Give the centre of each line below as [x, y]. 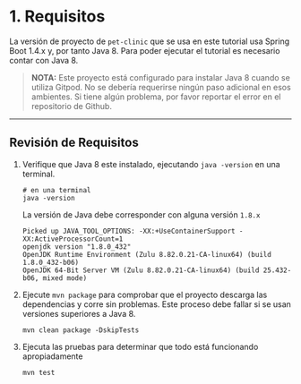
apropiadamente [52, 356]
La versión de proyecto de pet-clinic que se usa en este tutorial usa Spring [149, 41]
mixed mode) [65, 278]
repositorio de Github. [71, 106]
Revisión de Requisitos [74, 143]
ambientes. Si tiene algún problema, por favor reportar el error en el [156, 97]
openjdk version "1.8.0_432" [77, 247]
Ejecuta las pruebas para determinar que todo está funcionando [140, 346]
